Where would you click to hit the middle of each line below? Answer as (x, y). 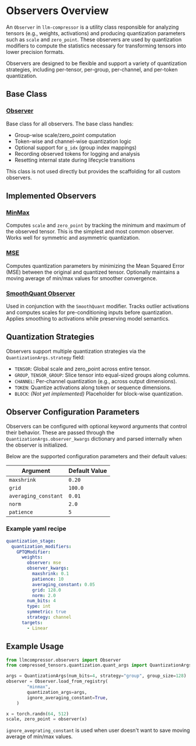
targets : (32, 622)
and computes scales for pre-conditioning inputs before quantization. (90, 312)
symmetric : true (47, 612)
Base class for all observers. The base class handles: (70, 124)
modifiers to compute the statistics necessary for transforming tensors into (96, 46)
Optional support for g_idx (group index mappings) (76, 147)
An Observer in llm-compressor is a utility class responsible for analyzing (92, 27)
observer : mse (44, 563)
